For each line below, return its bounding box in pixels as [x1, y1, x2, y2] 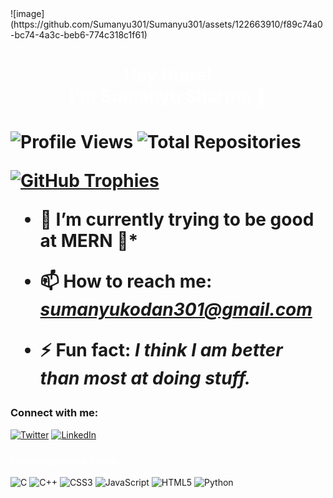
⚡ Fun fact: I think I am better [39, 339, 283, 362]
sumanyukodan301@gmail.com [39, 298, 313, 321]
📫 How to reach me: [39, 270, 213, 293]
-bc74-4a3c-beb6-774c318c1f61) [10, 29, 148, 41]
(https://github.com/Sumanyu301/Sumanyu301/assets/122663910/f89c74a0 [10, 18, 323, 30]
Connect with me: [10, 406, 99, 420]
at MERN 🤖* [39, 230, 139, 252]
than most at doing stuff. [39, 367, 252, 390]
